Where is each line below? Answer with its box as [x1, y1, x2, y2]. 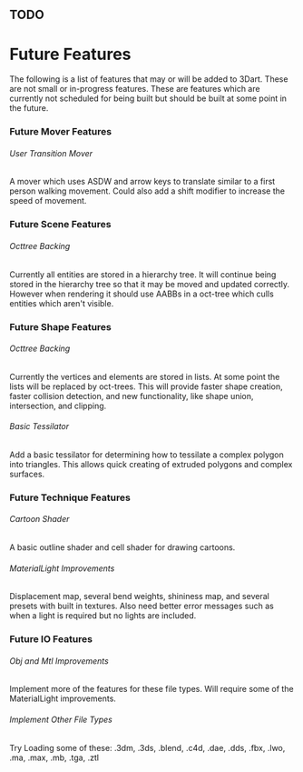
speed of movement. [9, 196, 87, 206]
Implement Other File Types [9, 714, 113, 725]
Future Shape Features [9, 320, 112, 333]
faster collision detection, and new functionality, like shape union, [9, 390, 254, 401]
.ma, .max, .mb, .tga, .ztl [9, 752, 100, 763]
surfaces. [9, 468, 45, 479]
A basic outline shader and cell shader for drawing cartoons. [9, 542, 236, 553]
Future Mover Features [9, 125, 112, 138]
